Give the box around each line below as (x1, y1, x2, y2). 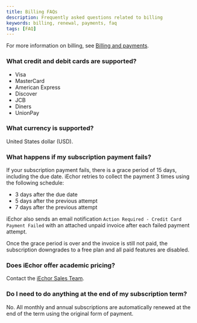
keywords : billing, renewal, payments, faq (6, 20, 117, 26)
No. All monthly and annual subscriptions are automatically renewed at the (6, 303, 191, 310)
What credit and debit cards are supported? (6, 57, 137, 66)
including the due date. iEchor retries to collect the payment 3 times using (6, 173, 190, 180)
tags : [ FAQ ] (6, 25, 36, 32)
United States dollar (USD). (6, 138, 73, 145)
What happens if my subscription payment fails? (6, 153, 152, 161)
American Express (14, 84, 61, 91)
